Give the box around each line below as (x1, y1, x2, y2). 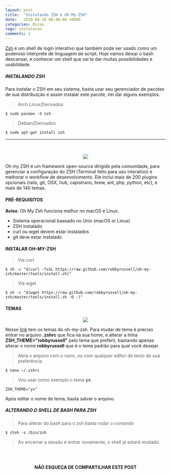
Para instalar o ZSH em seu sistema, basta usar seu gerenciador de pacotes (5, 86, 164, 92)
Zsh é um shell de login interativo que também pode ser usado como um (5, 45, 157, 51)
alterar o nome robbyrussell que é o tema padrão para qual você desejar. (5, 342, 159, 348)
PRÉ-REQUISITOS (5, 196, 43, 203)
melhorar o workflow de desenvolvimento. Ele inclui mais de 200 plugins (5, 174, 158, 180)
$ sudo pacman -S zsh (5, 111, 51, 116)
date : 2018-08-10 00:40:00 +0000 (5, 17, 81, 22)
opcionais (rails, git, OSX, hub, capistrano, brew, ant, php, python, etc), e (5, 179, 158, 185)
